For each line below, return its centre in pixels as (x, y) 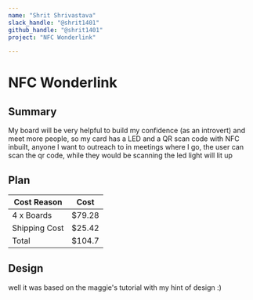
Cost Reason (38, 202)
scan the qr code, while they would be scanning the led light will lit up (121, 155)
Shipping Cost (38, 228)
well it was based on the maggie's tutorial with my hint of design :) (115, 287)
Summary (33, 112)
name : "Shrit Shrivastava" (52, 15)
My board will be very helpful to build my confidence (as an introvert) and (127, 131)
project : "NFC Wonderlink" (52, 37)
